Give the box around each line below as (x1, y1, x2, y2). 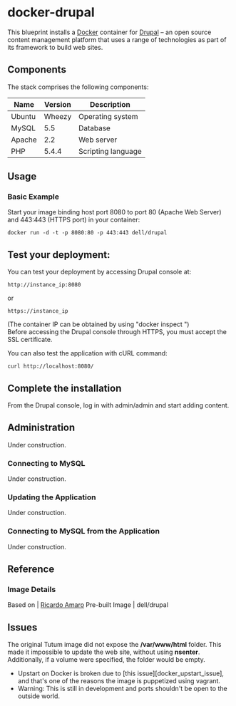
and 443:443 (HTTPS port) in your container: (7, 215, 140, 224)
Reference (7, 564, 55, 576)
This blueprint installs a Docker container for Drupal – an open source (7, 28, 212, 36)
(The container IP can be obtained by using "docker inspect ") (7, 320, 190, 328)
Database (78, 123, 111, 133)
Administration (7, 422, 76, 434)
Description (89, 99, 130, 109)
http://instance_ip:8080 (7, 281, 81, 289)
